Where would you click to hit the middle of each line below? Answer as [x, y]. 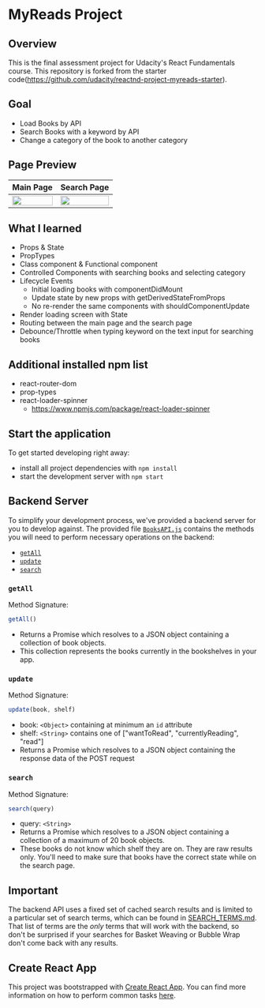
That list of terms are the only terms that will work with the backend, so [123, 927]
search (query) [32, 809]
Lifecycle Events [46, 281]
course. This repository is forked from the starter [88, 71]
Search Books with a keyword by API [79, 131]
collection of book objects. [63, 643]
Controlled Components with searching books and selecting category [132, 273]
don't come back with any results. [63, 943]
